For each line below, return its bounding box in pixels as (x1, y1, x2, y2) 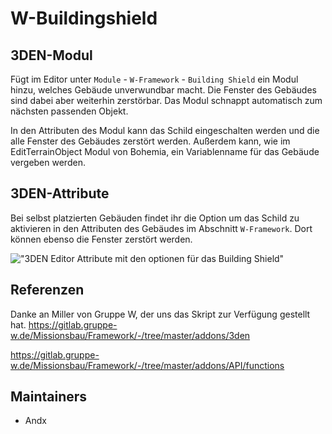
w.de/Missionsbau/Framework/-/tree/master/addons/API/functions (10, 359, 285, 371)
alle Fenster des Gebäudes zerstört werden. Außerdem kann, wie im (10, 135, 291, 147)
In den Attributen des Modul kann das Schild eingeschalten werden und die (10, 125, 320, 136)
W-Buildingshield (10, 7, 158, 30)
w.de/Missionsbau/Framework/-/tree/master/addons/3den (10, 329, 251, 341)
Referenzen (10, 282, 85, 299)
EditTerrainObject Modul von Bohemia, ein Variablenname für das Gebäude (10, 146, 320, 157)
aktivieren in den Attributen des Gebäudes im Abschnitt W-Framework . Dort (10, 222, 313, 234)
